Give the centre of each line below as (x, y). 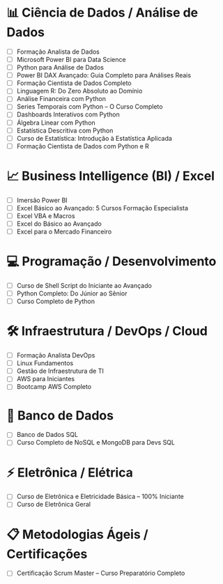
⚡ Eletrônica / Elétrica (70, 472)
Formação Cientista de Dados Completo (74, 83)
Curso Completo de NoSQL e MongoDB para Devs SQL (96, 443)
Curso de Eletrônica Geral (54, 505)
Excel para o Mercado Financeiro (64, 231)
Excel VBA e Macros (46, 215)
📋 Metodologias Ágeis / (77, 534)
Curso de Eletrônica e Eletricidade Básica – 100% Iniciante (100, 497)
